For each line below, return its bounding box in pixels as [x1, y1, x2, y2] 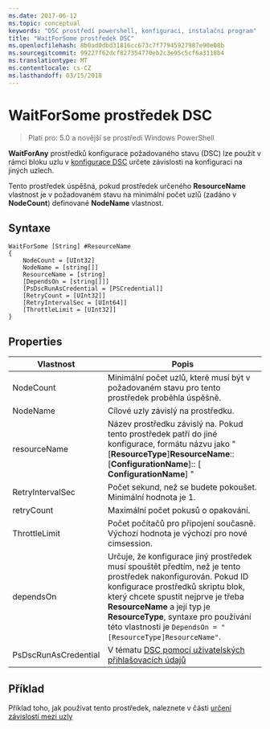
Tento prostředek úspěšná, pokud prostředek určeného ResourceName [8, 181, 247, 190]
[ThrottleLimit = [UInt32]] [22, 306, 117, 314]
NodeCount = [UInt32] [22, 256, 95, 265]
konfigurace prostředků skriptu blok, [107, 581, 245, 592]
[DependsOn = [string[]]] [22, 278, 110, 286]
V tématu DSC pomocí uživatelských [107, 645, 245, 656]
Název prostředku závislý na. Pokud [107, 419, 243, 430]
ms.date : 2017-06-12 [8, 11, 78, 20]
